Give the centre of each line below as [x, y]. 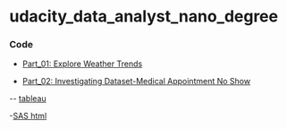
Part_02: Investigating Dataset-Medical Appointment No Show [136, 82]
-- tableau [28, 99]
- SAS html [28, 116]
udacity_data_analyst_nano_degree [144, 17]
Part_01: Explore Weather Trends [82, 64]
